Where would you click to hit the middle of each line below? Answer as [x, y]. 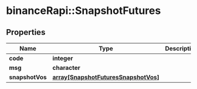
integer [63, 58]
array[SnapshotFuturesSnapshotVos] [106, 77]
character [66, 68]
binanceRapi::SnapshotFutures [84, 11]
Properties [26, 32]
